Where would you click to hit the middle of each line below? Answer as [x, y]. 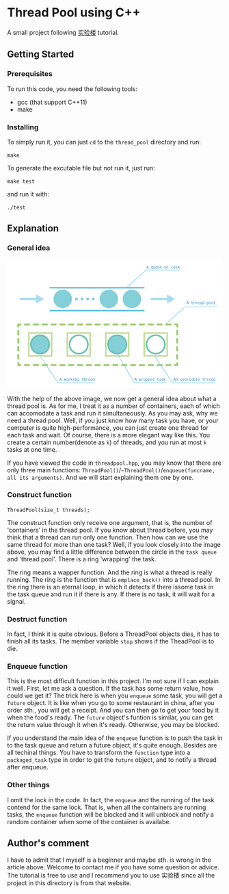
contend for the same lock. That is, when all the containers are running [107, 807]
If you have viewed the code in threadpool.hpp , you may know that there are [114, 463]
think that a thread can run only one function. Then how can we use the [108, 537]
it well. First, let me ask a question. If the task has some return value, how [110, 689]
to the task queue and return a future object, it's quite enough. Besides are [112, 745]
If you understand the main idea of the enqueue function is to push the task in [115, 738]
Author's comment [48, 843]
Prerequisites [30, 74]
